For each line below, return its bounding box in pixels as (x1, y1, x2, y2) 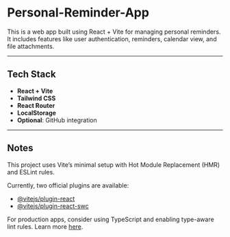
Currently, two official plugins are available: (7, 181, 129, 190)
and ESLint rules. (7, 168, 55, 176)
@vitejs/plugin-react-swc (16, 201, 89, 210)
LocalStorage (16, 109, 57, 117)
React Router (16, 101, 55, 109)
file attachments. (7, 42, 55, 50)
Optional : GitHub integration (16, 115, 97, 124)
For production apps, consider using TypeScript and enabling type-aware (7, 215, 214, 223)
